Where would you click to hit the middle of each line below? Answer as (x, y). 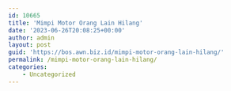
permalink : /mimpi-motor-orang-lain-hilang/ (83, 60)
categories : (28, 67)
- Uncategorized (49, 74)
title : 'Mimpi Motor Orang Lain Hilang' (76, 23)
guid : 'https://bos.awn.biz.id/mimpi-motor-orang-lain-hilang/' (116, 52)
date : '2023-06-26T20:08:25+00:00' (67, 30)
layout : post (30, 45)
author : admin (32, 38)
